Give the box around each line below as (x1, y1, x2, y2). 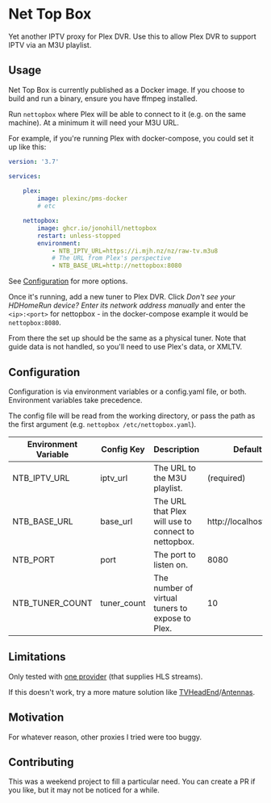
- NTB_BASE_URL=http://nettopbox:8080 (51, 261, 182, 270)
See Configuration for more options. (8, 276, 128, 286)
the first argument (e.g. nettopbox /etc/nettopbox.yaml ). (8, 419, 197, 429)
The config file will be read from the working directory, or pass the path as (8, 411, 256, 420)
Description (153, 443, 200, 454)
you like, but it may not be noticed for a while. (8, 785, 160, 795)
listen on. (153, 558, 188, 570)
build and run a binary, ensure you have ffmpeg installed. (8, 94, 198, 103)
